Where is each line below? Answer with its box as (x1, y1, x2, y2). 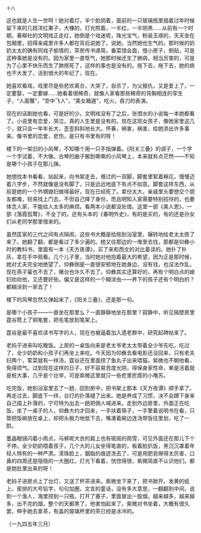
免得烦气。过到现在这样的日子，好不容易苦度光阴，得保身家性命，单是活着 (6, 364, 190, 371)
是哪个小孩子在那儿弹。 (6, 160, 64, 167)
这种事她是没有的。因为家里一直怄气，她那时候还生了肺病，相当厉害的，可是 (6, 55, 195, 61)
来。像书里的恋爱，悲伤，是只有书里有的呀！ (6, 133, 117, 139)
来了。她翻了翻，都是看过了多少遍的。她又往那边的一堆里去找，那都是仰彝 (6, 238, 190, 245)
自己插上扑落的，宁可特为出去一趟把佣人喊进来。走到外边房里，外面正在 (6, 400, 184, 406)
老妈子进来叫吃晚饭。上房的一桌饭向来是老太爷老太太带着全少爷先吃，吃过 (6, 342, 190, 349)
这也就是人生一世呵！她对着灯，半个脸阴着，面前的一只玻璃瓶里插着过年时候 (6, 17, 195, 24)
